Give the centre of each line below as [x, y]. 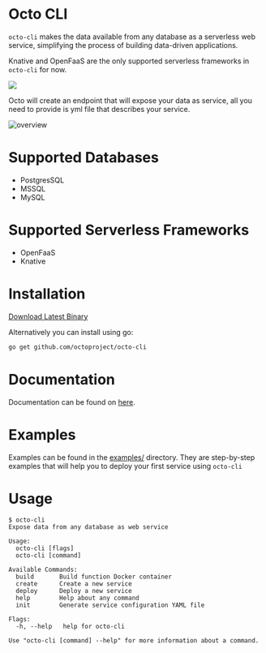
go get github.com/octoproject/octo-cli [78, 347]
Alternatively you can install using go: [71, 332]
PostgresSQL [42, 180]
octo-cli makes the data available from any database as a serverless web [132, 37]
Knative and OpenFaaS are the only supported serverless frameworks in [129, 61]
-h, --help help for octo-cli [71, 627]
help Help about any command [77, 598]
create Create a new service [74, 584]
